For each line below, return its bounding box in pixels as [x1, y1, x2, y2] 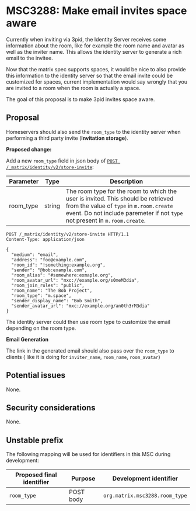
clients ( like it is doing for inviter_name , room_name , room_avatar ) [6, 353, 160, 360]
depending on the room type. [6, 324, 76, 332]
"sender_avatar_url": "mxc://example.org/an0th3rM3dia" [11, 303, 150, 309]
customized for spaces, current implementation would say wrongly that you [6, 78, 188, 85]
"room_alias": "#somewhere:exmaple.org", [11, 272, 114, 278]
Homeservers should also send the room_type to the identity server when [6, 128, 181, 135]
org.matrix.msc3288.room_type [103, 492, 187, 499]
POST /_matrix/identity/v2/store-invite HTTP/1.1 [6, 231, 129, 237]
